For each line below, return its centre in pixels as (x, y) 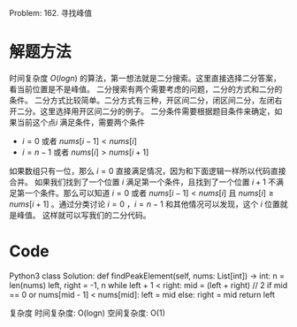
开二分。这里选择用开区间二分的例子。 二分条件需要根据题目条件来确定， (142, 111)
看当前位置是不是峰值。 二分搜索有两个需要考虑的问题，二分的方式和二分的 (146, 89)
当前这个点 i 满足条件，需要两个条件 (81, 122)
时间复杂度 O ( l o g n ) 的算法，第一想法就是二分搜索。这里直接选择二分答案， (145, 78)
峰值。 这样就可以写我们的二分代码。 (84, 215)
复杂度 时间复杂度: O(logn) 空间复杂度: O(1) (87, 313)
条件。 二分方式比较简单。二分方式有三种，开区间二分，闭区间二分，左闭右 (146, 100)
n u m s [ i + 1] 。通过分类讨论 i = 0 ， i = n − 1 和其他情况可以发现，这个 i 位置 (145, 204)
